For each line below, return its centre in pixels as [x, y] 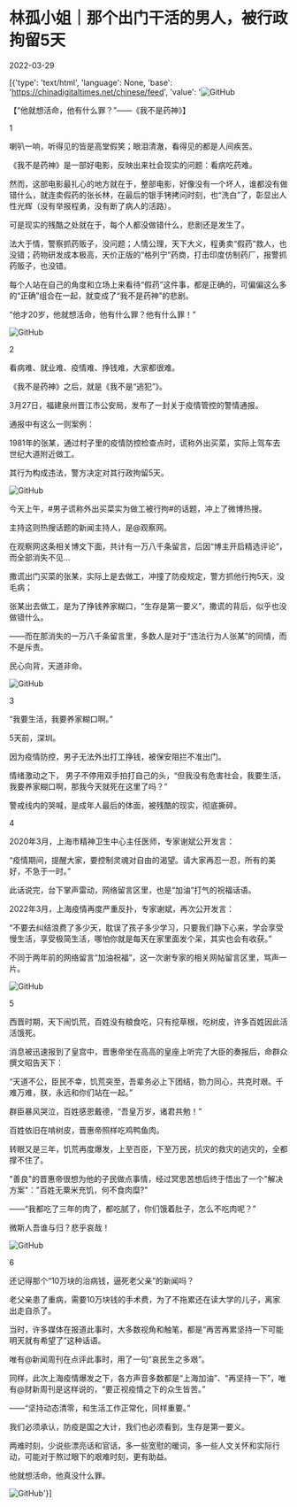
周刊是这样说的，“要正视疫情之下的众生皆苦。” [122, 1389]
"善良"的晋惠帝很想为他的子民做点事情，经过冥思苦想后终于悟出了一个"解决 [146, 1179]
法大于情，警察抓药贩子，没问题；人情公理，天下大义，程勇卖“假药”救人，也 [148, 243]
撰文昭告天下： [36, 1063]
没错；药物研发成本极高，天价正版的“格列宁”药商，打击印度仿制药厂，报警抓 [148, 254]
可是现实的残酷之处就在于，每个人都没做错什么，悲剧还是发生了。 [129, 224]
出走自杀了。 [32, 1310]
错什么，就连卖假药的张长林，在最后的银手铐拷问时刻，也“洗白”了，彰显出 [145, 195]
